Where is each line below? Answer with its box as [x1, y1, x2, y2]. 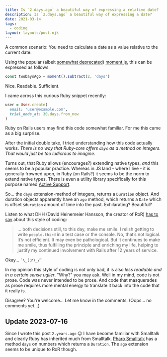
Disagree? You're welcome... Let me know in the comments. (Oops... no [5, 297, 152, 304]
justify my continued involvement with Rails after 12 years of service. [17, 247, 158, 253]
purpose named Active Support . [5, 181, 71, 187]
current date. [5, 49, 32, 55]
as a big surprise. [5, 130, 41, 136]
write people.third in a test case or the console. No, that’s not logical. [17, 232, 161, 238]
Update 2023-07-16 [5, 317, 68, 326]
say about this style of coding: [5, 217, 67, 223]
